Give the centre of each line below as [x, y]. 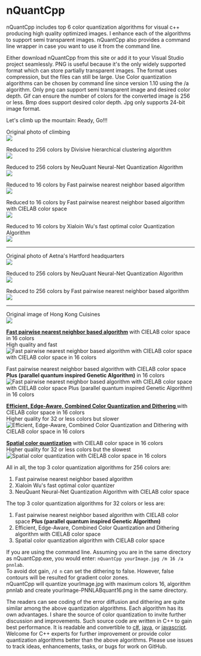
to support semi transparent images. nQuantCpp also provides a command [98, 40]
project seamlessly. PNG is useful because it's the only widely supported [96, 64]
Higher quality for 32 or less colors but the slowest [68, 449]
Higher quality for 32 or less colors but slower [63, 418]
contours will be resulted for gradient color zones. [68, 577]
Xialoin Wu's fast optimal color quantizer [65, 485]
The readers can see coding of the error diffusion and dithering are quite [96, 601]
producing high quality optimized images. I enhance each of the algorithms [99, 33]
